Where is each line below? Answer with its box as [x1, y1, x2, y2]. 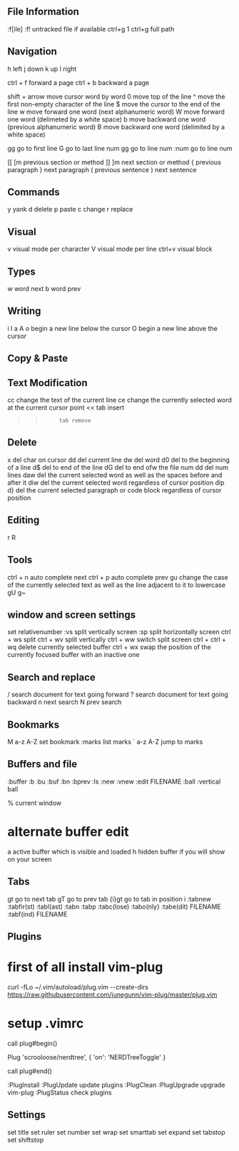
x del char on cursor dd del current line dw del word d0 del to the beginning [7, 455, 230, 464]
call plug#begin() [7, 1039, 58, 1047]
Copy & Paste [7, 352, 68, 365]
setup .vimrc [7, 1015, 84, 1032]
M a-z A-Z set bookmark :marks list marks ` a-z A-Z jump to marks [7, 737, 203, 746]
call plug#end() [7, 1067, 52, 1075]
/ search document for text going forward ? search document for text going [7, 690, 228, 699]
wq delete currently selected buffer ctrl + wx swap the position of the [7, 643, 212, 651]
